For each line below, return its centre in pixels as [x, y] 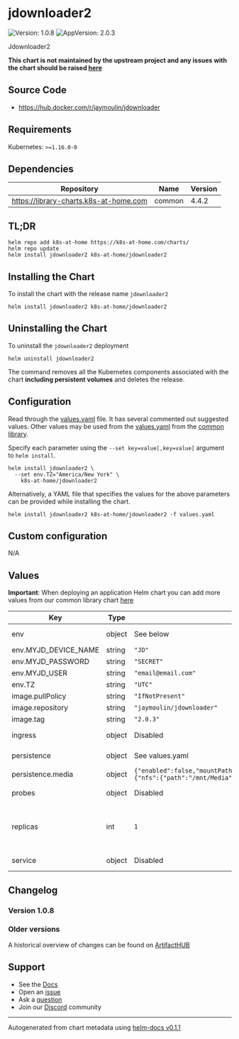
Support [27, 967]
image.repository [40, 708]
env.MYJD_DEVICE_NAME [56, 650]
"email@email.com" [165, 673]
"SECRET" [149, 662]
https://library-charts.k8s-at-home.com [79, 201]
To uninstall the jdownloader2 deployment [68, 345]
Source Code [37, 90]
